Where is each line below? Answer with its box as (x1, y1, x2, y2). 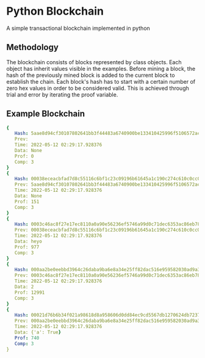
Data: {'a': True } (14, 329, 62, 335)
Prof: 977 (14, 244, 40, 250)
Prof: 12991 (14, 289, 45, 296)
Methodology (6, 42, 59, 53)
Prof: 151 (14, 199, 40, 205)
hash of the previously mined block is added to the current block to (6, 71, 175, 79)
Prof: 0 (14, 153, 34, 159)
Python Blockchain (6, 4, 104, 18)
